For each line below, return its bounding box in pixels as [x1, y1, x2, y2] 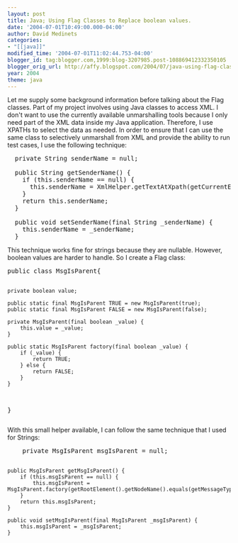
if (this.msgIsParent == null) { [20, 474, 119, 481]
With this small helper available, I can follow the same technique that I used [7, 426, 227, 435]
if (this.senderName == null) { [22, 176, 135, 184]
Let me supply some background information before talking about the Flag [7, 96, 225, 104]
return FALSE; [33, 368, 74, 376]
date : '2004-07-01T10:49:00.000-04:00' [7, 23, 125, 30]
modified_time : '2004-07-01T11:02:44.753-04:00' [7, 50, 154, 57]
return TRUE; [33, 356, 72, 363]
